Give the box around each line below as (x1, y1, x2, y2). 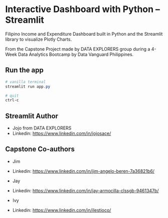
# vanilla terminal (5, 79, 46, 84)
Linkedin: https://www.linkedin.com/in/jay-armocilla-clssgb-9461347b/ (12, 187, 159, 193)
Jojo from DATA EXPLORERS (12, 125, 72, 131)
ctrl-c (5, 98, 19, 103)
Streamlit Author (5, 112, 59, 120)
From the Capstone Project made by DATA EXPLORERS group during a (5, 46, 150, 52)
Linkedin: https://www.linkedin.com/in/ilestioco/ (12, 207, 111, 213)
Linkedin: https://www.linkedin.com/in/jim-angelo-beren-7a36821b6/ (12, 168, 154, 174)
